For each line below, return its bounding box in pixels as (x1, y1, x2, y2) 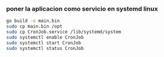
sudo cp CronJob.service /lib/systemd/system (6, 29, 121, 35)
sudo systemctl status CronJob (6, 45, 84, 51)
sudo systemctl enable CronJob (6, 34, 84, 40)
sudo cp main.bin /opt (6, 24, 63, 29)
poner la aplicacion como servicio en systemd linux (6, 5, 158, 13)
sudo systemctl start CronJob (6, 40, 82, 46)
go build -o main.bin (6, 18, 60, 24)
